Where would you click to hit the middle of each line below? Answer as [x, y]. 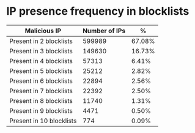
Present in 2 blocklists [41, 41]
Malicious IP [43, 31]
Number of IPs [104, 31]
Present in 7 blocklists [41, 91]
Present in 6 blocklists [41, 81]
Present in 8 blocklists [41, 101]
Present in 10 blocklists [43, 121]
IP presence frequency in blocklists [98, 11]
